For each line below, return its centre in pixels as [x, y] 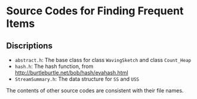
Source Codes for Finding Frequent [95, 11]
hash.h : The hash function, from [54, 66]
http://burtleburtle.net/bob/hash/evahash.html [71, 72]
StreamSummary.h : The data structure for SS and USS [77, 79]
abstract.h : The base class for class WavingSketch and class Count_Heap [103, 60]
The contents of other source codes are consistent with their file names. [95, 90]
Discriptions [29, 46]
